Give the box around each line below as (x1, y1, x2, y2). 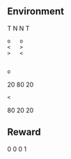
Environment (7, 6, 65, 17)
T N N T (7, 24, 30, 32)
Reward (7, 126, 42, 138)
